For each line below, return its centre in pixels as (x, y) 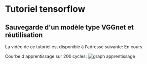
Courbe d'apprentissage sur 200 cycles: (46, 56)
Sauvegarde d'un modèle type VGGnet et (70, 27)
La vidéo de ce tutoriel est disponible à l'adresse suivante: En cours (74, 47)
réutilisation (24, 35)
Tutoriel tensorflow (45, 9)
